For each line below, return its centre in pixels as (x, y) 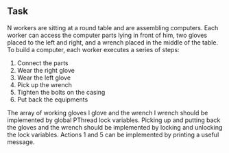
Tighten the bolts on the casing (61, 92)
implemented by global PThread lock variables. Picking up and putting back (114, 120)
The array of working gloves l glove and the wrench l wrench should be (108, 113)
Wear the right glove (46, 70)
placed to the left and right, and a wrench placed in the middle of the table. (112, 42)
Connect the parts (43, 63)
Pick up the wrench (44, 84)
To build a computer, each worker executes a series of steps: (93, 49)
